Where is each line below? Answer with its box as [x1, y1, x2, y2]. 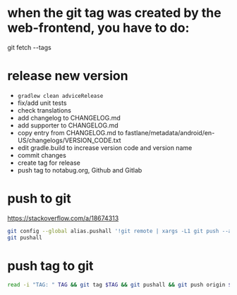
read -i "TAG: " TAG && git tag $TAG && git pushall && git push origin [7, 281, 226, 288]
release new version [7, 68, 128, 84]
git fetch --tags [7, 43, 51, 51]
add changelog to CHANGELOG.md [17, 113, 121, 122]
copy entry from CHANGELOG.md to [17, 128, 124, 137]
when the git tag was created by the [7, 5, 221, 21]
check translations [17, 106, 72, 114]
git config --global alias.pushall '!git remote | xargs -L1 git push [7, 227, 219, 234]
